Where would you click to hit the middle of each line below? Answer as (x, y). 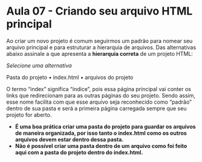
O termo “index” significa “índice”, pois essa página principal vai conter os (99, 89)
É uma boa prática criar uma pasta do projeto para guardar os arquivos (105, 126)
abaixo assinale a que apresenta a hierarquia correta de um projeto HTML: (100, 53)
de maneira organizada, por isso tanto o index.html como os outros (101, 133)
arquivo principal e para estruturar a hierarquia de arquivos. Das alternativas (101, 47)
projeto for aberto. (29, 115)
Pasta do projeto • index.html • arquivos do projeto (70, 77)
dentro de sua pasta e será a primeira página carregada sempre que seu (96, 108)
